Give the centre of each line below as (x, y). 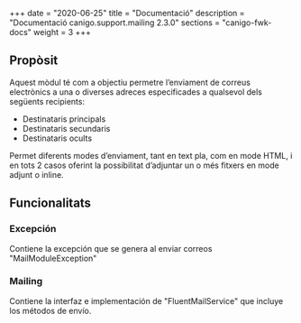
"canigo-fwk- (247, 23)
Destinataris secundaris (66, 128)
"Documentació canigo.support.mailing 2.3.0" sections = (115, 23)
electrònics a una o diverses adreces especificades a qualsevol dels (136, 92)
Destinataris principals (64, 119)
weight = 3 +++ (62, 32)
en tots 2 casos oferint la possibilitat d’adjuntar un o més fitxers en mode (144, 165)
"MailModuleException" (53, 258)
